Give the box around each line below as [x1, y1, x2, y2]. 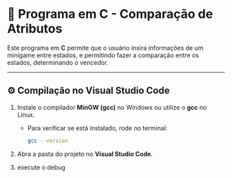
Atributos [7, 21, 63, 37]
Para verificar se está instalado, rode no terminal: [27, 123, 168, 132]
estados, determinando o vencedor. [7, 58, 109, 66]
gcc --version [27, 137, 68, 144]
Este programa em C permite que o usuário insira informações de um [7, 43, 204, 52]
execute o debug [17, 163, 66, 171]
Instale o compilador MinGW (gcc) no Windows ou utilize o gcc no [17, 103, 207, 111]
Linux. [17, 110, 35, 119]
